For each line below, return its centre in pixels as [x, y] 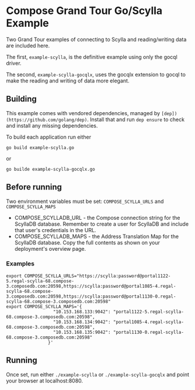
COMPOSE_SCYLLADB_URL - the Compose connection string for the [97, 218]
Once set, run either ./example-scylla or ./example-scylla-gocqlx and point [98, 374]
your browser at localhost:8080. [45, 381]
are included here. [28, 46]
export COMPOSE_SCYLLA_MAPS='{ [44, 306]
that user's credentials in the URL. [55, 230]
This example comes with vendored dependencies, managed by [83, 113]
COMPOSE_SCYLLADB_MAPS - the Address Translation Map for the [97, 236]
